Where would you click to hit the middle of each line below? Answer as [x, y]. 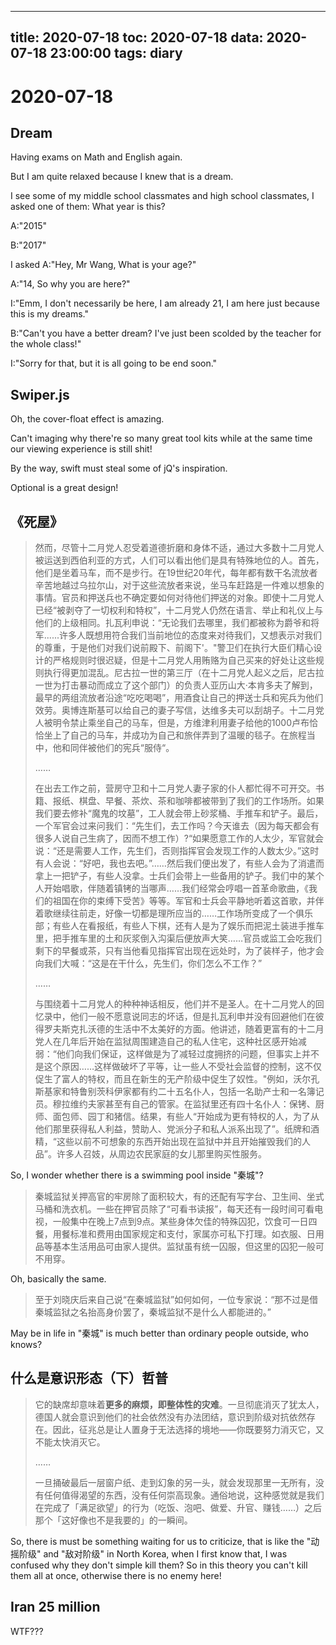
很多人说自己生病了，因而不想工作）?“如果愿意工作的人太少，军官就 [175, 838]
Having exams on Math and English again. [96, 157]
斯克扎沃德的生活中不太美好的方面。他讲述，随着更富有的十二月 [193, 1029]
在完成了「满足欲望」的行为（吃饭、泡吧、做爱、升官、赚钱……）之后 [178, 1507]
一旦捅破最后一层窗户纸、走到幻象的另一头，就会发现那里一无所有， [175, 1482]
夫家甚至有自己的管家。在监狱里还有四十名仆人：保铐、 [201, 1104]
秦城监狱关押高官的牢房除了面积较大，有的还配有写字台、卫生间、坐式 [179, 1197]
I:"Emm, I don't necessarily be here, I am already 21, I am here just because [165, 303]
